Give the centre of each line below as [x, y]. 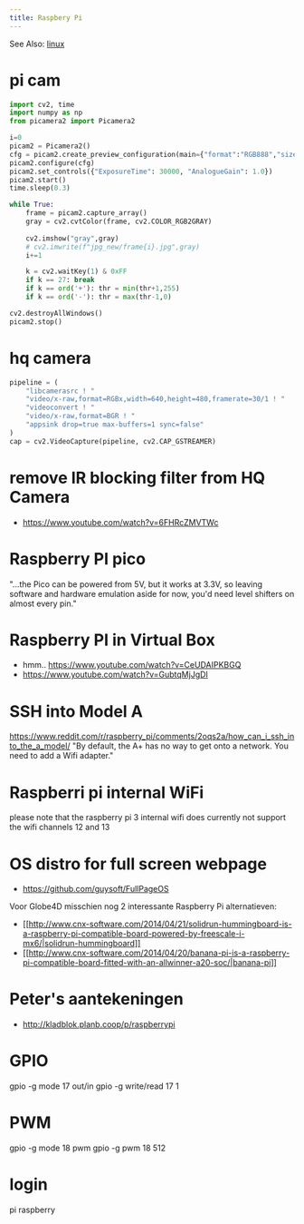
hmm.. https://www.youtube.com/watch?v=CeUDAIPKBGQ [132, 665]
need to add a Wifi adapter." [62, 756]
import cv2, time [42, 104]
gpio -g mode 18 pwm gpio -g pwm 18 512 [88, 1148]
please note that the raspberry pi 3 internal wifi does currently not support [148, 818]
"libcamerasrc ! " [60, 391]
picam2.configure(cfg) [52, 163]
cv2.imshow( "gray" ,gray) [72, 238]
